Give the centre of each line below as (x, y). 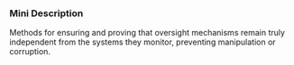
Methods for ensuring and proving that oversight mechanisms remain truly (147, 33)
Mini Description (46, 13)
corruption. (30, 52)
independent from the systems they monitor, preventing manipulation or (143, 42)
